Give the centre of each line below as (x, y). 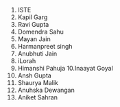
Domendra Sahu (41, 32)
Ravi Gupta (33, 24)
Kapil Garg (33, 17)
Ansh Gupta (35, 75)
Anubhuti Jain (37, 53)
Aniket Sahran (37, 97)
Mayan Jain (34, 39)
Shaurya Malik (38, 83)
